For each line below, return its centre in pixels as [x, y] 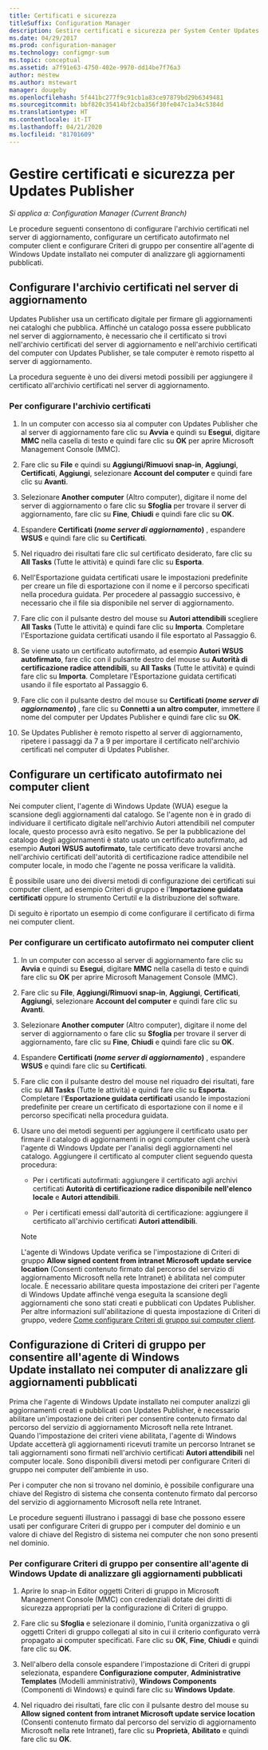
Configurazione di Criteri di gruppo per [108, 1345]
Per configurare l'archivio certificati [80, 406]
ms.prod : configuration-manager [63, 46]
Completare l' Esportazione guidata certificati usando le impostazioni [135, 1098]
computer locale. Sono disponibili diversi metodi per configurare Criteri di [130, 1461]
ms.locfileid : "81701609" [52, 134]
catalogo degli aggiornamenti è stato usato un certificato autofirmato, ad [128, 840]
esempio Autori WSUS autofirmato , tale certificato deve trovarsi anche [126, 849]
